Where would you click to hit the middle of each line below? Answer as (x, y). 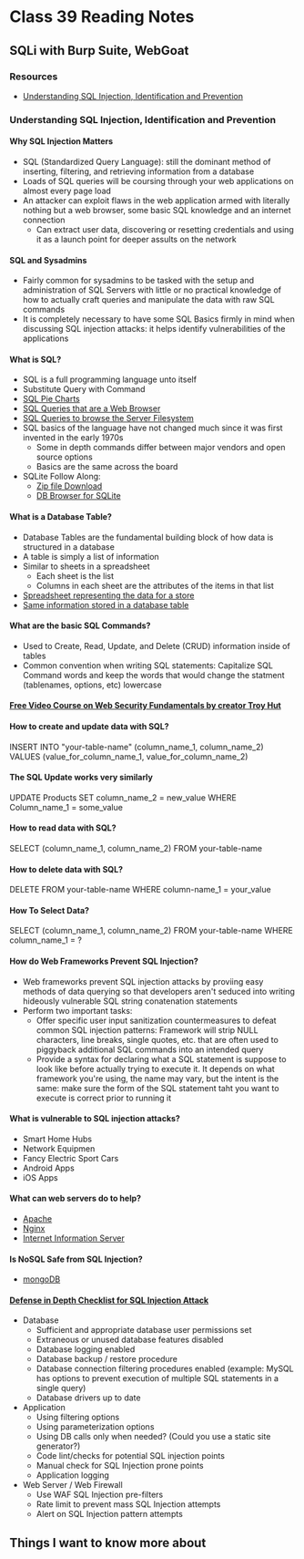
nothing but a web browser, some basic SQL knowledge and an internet (157, 210)
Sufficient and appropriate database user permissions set (144, 1330)
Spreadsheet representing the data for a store (108, 595)
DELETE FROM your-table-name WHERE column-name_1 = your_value (140, 890)
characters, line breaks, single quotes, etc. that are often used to (157, 1039)
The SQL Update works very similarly (81, 778)
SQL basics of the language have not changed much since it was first (153, 428)
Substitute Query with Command (84, 389)
